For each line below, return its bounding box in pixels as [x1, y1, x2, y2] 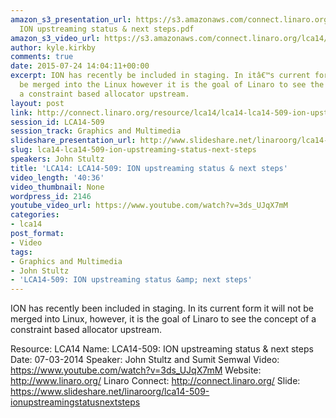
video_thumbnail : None [10, 182, 105, 192]
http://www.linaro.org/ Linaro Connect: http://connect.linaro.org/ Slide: [10, 375, 301, 387]
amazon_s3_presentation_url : [10, 14, 132, 25]
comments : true [10, 52, 74, 62]
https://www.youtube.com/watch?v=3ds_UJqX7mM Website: [10, 364, 262, 376]
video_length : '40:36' [10, 172, 105, 183]
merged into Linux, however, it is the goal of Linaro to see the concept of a [10, 313, 317, 325]
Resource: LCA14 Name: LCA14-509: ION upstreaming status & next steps [10, 343, 314, 355]
